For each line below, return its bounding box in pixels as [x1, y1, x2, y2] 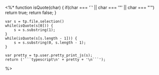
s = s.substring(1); [14, 28, 56, 32]
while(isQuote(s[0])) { [5, 23, 54, 28]
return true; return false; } [5, 10, 57, 15]
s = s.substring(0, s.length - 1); [14, 40, 86, 45]
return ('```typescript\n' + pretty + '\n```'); [5, 57, 106, 62]
